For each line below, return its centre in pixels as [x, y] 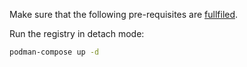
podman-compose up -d [54, 52]
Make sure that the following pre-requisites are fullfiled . [124, 14]
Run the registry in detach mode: [77, 33]
